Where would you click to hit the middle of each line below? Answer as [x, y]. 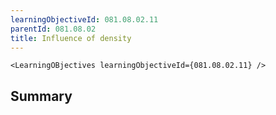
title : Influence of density [71, 38]
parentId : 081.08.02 [53, 29]
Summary [41, 96]
